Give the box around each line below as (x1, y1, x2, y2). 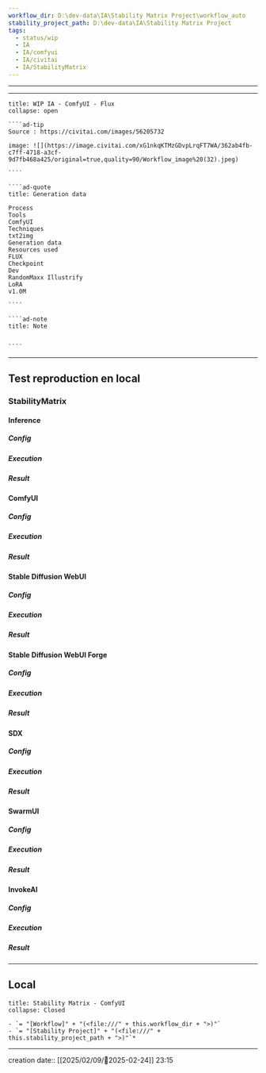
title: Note (8, 322, 47, 330)
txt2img (8, 232, 34, 240)
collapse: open (8, 106, 59, 115)
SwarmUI (8, 806, 40, 816)
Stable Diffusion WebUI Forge (8, 650, 108, 660)
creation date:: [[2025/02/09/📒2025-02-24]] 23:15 (8, 1055, 174, 1064)
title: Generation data (8, 190, 87, 198)
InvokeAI (8, 884, 38, 894)
